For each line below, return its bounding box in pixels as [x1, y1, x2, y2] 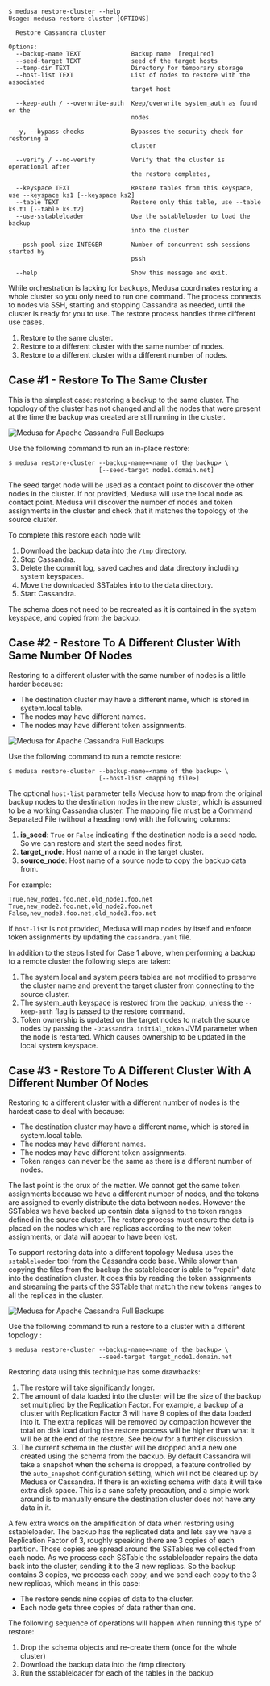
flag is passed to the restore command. [55, 1006, 185, 1016]
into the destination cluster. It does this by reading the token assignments [8, 1274, 251, 1283]
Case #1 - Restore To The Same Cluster [8, 374, 208, 387]
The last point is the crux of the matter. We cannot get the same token [8, 1181, 240, 1190]
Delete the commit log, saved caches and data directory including [19, 563, 239, 572]
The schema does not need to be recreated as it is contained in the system [8, 604, 257, 613]
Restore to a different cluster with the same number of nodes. [19, 341, 225, 351]
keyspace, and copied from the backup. [8, 613, 141, 622]
